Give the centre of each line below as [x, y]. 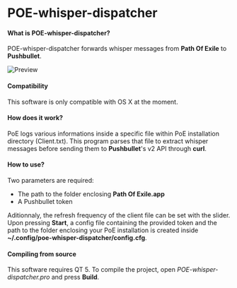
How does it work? [35, 118]
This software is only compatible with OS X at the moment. [93, 102]
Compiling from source [42, 254]
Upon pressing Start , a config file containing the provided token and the [112, 223]
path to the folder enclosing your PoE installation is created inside [103, 230]
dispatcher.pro [29, 277]
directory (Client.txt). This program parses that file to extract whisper [108, 141]
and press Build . [75, 277]
